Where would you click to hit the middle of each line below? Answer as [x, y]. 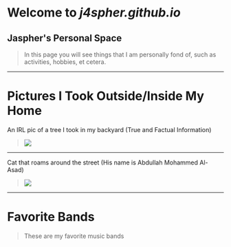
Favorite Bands [51, 217]
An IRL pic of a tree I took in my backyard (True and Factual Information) [109, 129]
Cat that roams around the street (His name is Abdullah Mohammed [102, 162]
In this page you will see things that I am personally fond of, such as [120, 54]
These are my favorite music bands [74, 236]
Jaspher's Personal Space [65, 38]
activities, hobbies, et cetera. [65, 62]
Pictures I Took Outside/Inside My [106, 96]
